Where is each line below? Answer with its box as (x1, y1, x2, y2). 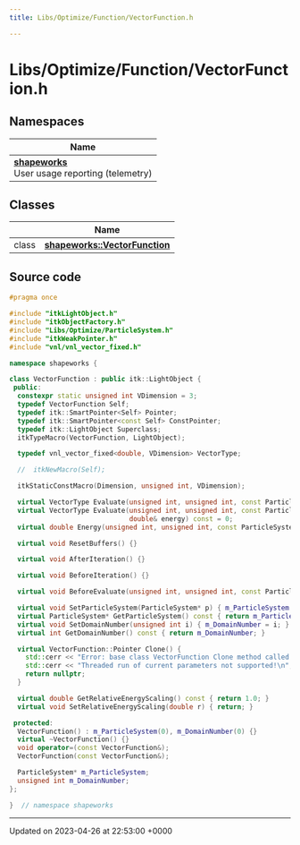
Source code (9, 269, 82, 285)
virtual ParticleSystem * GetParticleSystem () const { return (17, 611, 250, 620)
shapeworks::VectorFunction (44, 239, 171, 252)
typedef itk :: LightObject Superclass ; (17, 424, 162, 434)
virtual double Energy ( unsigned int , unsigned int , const (17, 523, 238, 532)
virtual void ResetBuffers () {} (17, 539, 138, 548)
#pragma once (9, 293, 58, 303)
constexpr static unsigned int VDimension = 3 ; (17, 391, 198, 401)
